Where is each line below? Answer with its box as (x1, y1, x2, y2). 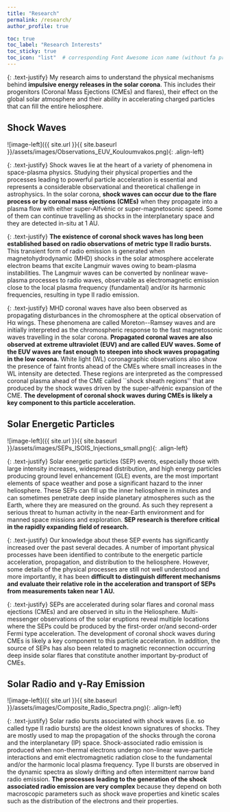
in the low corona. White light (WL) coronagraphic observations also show (7, 354, 218, 363)
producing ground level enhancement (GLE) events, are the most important (7, 471, 219, 480)
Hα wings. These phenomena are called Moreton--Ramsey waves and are (7, 318, 216, 326)
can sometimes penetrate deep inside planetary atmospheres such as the (7, 493, 215, 502)
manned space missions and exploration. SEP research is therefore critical (7, 515, 220, 524)
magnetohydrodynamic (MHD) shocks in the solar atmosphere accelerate (7, 254, 214, 262)
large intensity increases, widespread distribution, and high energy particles (7, 464, 222, 473)
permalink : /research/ (7, 16, 72, 23)
